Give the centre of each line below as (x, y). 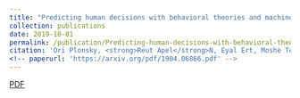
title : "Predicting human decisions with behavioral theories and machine (151, 17)
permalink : (29, 42)
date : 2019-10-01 (42, 34)
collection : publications (57, 26)
